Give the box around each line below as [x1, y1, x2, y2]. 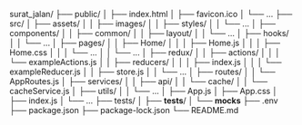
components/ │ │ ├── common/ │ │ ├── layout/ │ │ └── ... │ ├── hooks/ [9, 28, 289, 38]
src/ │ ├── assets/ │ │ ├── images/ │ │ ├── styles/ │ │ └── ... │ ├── [9, 18, 276, 29]
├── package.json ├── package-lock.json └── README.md [9, 105, 239, 115]
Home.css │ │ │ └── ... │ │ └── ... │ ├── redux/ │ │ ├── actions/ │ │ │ [9, 47, 280, 58]
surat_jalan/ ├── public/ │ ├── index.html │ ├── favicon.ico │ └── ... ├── [9, 9, 293, 19]
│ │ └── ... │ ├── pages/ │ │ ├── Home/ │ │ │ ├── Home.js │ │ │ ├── [9, 37, 281, 48]
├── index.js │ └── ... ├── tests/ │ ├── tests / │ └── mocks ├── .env [9, 95, 279, 106]
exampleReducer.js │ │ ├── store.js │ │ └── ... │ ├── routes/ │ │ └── [9, 66, 276, 77]
